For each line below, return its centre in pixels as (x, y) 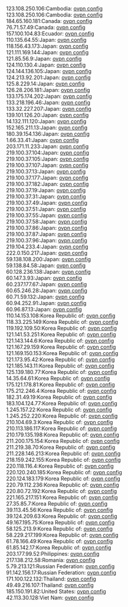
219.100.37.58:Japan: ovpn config (47, 222)
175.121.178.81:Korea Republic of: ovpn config (60, 385)
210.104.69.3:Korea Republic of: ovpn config (60, 422)
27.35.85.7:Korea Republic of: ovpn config (57, 503)
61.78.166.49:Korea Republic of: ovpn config (60, 541)
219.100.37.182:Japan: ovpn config (47, 184)
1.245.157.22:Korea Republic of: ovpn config (59, 410)
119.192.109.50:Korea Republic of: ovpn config (61, 328)
